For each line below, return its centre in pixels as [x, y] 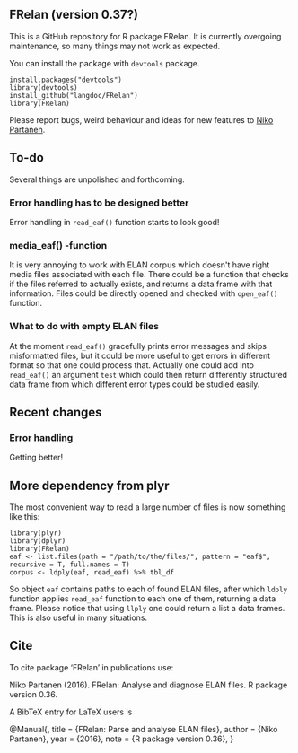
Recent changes [56, 412]
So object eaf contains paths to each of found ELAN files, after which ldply [149, 589]
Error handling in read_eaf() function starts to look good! [114, 222]
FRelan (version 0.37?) [74, 15]
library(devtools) [44, 88]
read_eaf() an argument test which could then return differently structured [149, 374]
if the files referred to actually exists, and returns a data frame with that [141, 284]
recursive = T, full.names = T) [70, 565]
